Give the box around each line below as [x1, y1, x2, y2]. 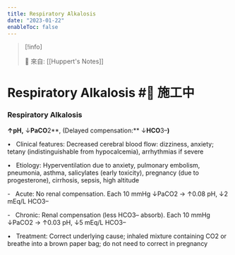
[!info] [24, 43, 42, 51]
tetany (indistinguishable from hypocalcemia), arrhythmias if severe [7, 147, 204, 156]
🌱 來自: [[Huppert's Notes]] [24, 57, 104, 66]
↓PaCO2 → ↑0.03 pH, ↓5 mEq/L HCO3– [7, 218, 126, 226]
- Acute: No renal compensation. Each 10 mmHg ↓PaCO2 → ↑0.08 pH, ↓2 [7, 189, 228, 198]
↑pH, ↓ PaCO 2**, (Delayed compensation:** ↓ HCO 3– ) [7, 126, 170, 135]
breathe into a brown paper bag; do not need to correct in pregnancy [7, 239, 208, 247]
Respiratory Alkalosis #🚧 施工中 [7, 85, 195, 101]
